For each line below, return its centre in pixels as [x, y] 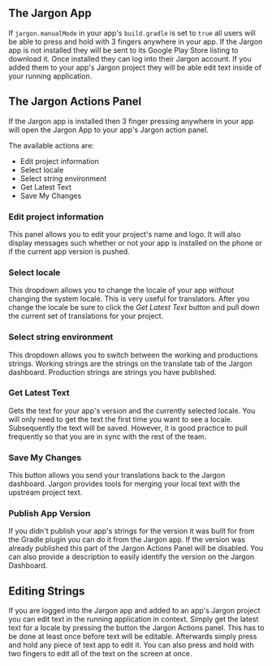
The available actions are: [52, 145]
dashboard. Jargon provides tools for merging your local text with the [125, 484]
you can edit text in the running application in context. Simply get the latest [134, 619]
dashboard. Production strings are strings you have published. [112, 372]
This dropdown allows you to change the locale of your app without [121, 290]
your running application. [50, 75]
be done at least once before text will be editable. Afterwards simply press [133, 637]
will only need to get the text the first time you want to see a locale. [121, 419]
